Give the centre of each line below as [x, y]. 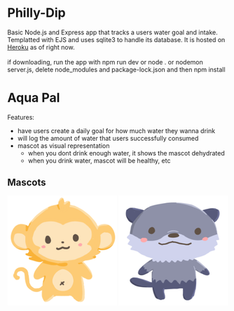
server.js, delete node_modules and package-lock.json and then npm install [116, 69]
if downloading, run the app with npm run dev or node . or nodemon [105, 62]
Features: [21, 117]
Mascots [27, 182]
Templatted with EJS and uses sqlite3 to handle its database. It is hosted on [116, 39]
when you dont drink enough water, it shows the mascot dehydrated [126, 153]
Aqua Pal [34, 98]
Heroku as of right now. [41, 47]
